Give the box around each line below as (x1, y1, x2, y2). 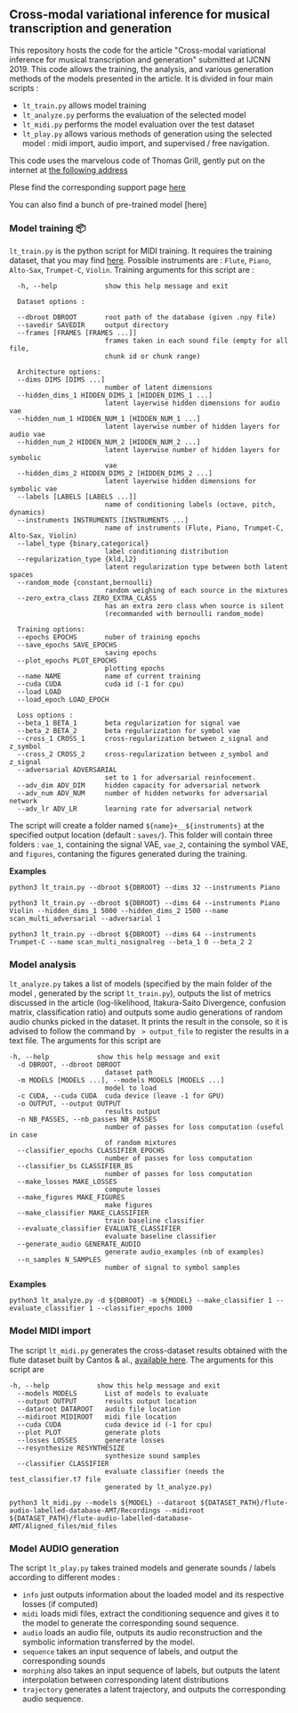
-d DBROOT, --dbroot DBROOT (17, 1060, 122, 1069)
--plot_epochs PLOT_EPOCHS (17, 656, 117, 665)
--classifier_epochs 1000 (96, 1304, 193, 1314)
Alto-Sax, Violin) (9, 531, 77, 540)
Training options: (17, 625, 86, 634)
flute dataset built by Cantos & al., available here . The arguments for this (9, 1355, 274, 1365)
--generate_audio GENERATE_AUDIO (17, 1239, 141, 1249)
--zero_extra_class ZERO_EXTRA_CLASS (17, 594, 157, 603)
